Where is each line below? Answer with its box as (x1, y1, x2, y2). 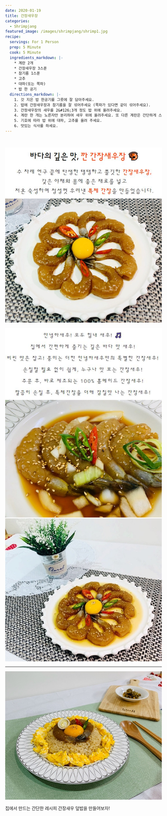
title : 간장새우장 (5, 13, 38, 18)
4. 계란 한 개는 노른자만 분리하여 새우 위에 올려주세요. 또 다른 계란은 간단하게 (14, 113, 157, 118)
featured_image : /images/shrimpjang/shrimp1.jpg (5, 29, 108, 34)
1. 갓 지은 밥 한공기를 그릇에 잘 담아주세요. (14, 97, 94, 102)
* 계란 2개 (14, 60, 34, 66)
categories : (5, 18, 30, 23)
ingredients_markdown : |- (9, 55, 64, 60)
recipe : (5, 34, 21, 39)
